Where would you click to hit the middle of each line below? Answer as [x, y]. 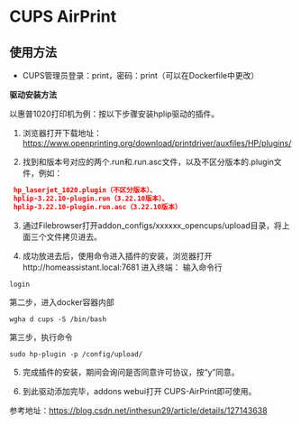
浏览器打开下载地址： [62, 133]
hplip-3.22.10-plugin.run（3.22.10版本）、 [91, 199]
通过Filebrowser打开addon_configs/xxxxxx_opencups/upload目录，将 [152, 225]
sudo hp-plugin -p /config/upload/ [76, 354]
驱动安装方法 [33, 95]
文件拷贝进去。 [74, 236]
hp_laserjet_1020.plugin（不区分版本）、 [85, 190]
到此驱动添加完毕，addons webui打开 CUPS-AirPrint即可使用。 [139, 391]
